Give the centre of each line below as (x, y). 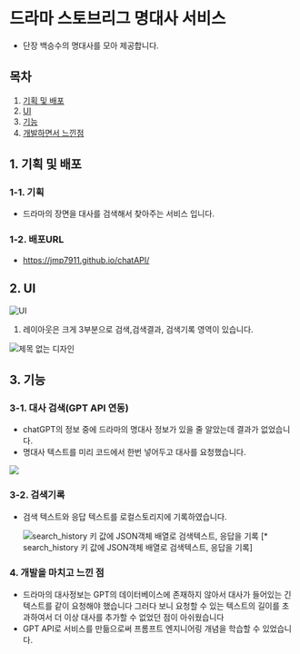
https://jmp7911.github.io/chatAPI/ (86, 260)
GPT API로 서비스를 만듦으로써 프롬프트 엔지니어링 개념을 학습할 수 (141, 629)
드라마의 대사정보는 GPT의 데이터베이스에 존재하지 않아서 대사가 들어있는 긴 (157, 594)
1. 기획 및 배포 (45, 164)
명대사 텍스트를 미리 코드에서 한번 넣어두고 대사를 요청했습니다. (135, 452)
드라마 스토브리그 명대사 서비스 (118, 19)
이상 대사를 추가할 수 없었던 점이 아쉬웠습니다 (144, 617)
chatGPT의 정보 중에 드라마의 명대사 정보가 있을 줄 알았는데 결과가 (140, 430)
